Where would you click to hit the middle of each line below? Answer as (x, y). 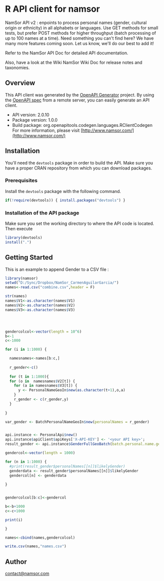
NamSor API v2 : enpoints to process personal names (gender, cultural (76, 23)
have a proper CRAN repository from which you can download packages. (79, 168)
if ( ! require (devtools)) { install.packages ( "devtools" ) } (65, 200)
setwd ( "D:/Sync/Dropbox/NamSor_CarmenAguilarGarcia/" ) (62, 283)
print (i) (14, 520)
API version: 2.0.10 (31, 115)
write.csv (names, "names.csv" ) (36, 546)
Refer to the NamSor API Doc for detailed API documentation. (67, 53)
